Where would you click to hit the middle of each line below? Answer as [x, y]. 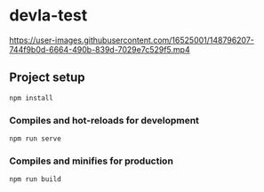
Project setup [48, 78]
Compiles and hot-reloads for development [104, 120]
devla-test [48, 16]
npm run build [36, 180]
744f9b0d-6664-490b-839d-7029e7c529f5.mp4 [100, 49]
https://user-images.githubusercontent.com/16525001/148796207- [132, 40]
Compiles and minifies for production [91, 161]
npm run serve [36, 139]
